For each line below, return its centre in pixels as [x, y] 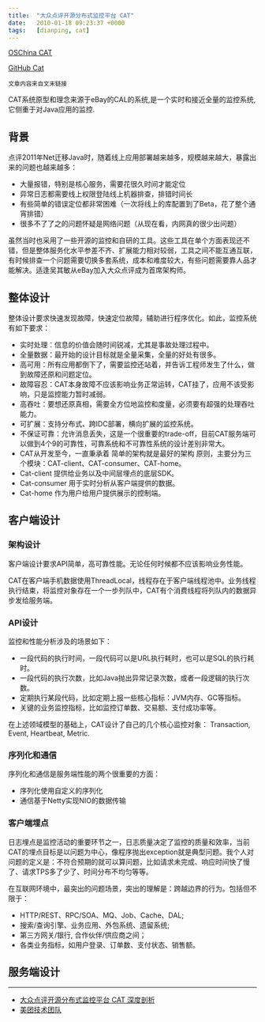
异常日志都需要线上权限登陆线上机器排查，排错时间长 [106, 194]
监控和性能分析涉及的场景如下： [60, 641]
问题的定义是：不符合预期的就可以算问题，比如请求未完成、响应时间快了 [125, 861]
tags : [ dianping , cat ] [49, 30]
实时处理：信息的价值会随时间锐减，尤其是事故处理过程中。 [116, 344]
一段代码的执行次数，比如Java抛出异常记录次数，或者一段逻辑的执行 [131, 678]
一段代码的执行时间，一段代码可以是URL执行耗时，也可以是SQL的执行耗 [137, 658]
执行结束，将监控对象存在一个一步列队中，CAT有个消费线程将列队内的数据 [129, 590]
